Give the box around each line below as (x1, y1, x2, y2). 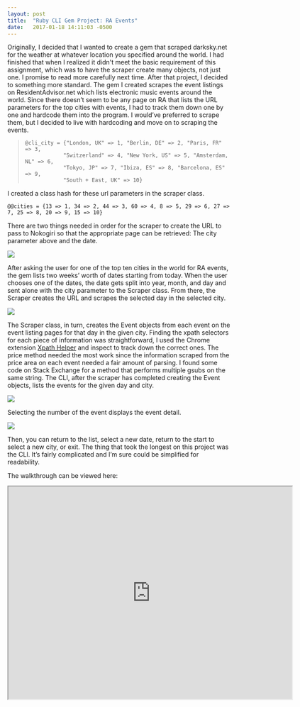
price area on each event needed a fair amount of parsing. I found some (7, 359, 218, 367)
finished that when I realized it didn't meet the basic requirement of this (7, 58, 216, 67)
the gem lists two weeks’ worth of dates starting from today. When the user (7, 271, 228, 280)
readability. (7, 458, 40, 467)
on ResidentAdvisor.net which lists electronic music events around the (7, 88, 213, 96)
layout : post (7, 10, 46, 18)
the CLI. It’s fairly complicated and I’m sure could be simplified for (7, 450, 199, 459)
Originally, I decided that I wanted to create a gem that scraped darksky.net (7, 43, 228, 52)
